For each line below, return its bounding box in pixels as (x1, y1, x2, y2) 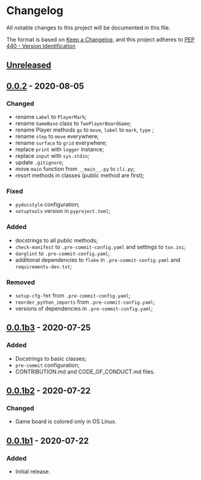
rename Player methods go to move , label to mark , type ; (15, 126, 154, 133)
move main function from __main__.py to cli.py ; (15, 165, 136, 173)
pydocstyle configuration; (15, 201, 80, 208)
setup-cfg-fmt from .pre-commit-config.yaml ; (15, 291, 131, 299)
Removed (6, 278, 35, 287)
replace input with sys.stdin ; (15, 152, 90, 160)
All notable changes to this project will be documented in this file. (6, 24, 171, 31)
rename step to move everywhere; (15, 133, 99, 140)
